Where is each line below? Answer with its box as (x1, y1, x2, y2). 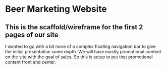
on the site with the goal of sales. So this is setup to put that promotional (5, 54, 153, 60)
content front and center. (5, 59, 56, 65)
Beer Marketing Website (5, 3, 107, 15)
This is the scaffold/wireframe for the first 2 (5, 23, 143, 31)
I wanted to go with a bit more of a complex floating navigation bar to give (5, 44, 156, 49)
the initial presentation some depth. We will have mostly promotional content (5, 49, 162, 54)
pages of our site (5, 30, 58, 39)
